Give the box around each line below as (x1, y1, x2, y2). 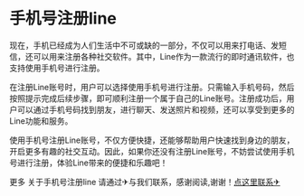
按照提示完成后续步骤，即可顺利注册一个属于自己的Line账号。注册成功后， (9, 92, 287, 104)
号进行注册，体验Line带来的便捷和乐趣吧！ (9, 157, 168, 168)
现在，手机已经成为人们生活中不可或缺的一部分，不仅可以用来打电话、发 (9, 40, 279, 51)
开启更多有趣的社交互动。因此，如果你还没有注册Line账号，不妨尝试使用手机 (9, 145, 295, 156)
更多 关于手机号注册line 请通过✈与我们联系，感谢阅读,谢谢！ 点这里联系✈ (9, 176, 280, 187)
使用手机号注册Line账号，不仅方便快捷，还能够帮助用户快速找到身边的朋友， (9, 135, 295, 145)
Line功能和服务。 (9, 115, 73, 126)
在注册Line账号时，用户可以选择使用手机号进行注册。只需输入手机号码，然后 (9, 81, 295, 92)
